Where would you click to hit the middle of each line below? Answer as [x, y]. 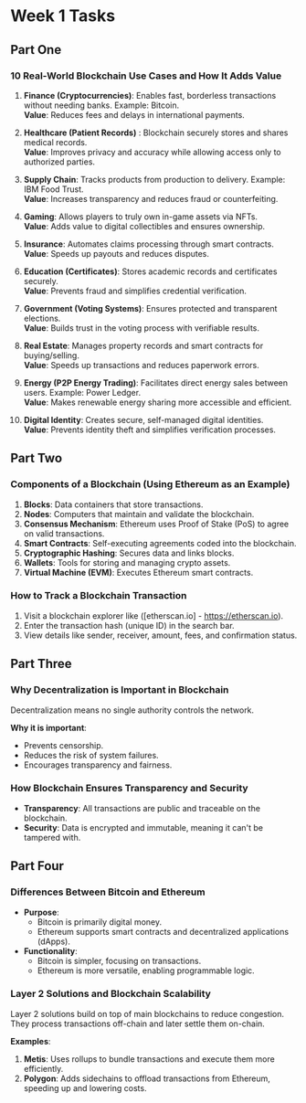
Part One [36, 50]
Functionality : [51, 950]
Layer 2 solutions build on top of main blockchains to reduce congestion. [148, 1013]
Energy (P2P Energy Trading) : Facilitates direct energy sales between [156, 382]
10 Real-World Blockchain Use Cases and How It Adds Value [146, 76]
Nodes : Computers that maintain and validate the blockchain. [139, 514]
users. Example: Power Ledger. [82, 392]
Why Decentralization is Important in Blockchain [120, 690]
